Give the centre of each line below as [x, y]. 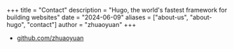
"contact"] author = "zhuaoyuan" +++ [82, 24]
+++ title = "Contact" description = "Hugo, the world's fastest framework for [117, 10]
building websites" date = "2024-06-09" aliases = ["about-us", [97, 17]
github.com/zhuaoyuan [50, 38]
